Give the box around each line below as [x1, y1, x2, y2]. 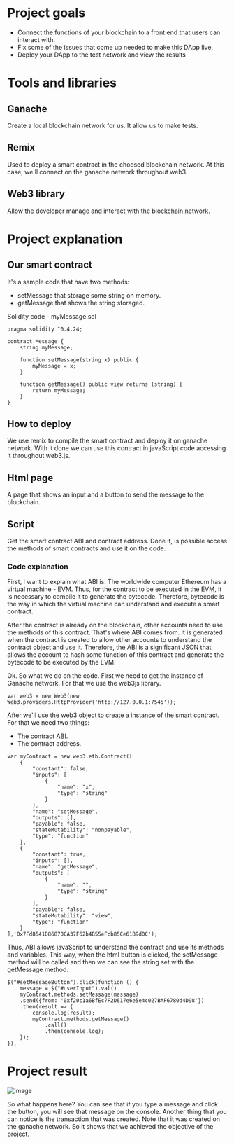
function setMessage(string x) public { [20, 356, 139, 363]
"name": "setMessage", [32, 808, 98, 815]
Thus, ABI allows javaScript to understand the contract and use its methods [7, 943, 224, 952]
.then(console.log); [44, 1028, 105, 1035]
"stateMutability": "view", [32, 912, 114, 920]
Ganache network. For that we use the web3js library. [7, 679, 161, 688]
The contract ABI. [17, 732, 68, 740]
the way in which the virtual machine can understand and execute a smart [7, 600, 220, 609]
